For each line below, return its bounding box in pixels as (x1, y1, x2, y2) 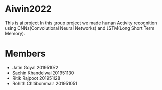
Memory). (5, 30, 25, 36)
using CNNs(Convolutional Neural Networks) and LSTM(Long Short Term (5, 25, 155, 31)
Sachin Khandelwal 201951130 (12, 70, 74, 76)
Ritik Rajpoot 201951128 (12, 75, 61, 81)
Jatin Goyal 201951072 (12, 64, 59, 70)
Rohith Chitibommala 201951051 (12, 80, 78, 86)
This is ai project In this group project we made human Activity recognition (5, 20, 157, 26)
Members (5, 48, 46, 59)
